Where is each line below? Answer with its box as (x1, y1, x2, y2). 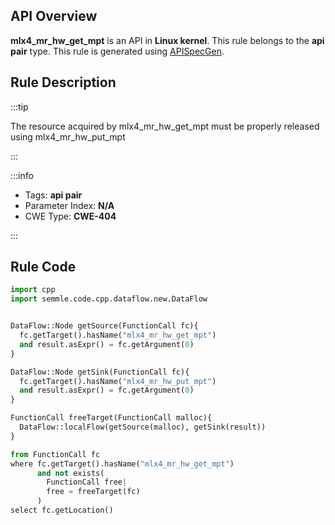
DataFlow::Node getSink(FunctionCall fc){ (10, 367, 190, 377)
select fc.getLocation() (10, 505, 114, 516)
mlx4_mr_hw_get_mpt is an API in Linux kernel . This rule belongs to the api (10, 34, 325, 46)
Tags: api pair (24, 189, 83, 201)
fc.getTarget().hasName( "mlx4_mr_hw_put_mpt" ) (19, 376, 217, 386)
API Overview (10, 8, 98, 25)
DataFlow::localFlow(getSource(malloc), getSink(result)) (19, 422, 267, 433)
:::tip (10, 100, 29, 113)
